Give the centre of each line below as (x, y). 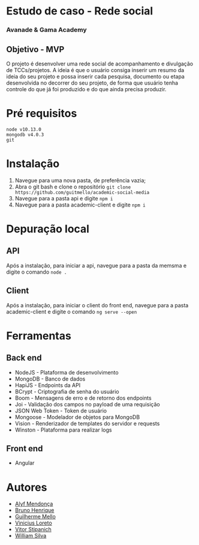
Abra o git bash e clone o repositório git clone (73, 187)
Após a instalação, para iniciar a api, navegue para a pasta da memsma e (97, 265)
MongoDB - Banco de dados (50, 379)
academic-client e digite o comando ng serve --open (72, 312)
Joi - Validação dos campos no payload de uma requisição (87, 404)
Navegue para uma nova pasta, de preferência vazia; (80, 180)
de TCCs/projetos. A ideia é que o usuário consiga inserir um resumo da (95, 70)
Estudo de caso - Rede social (80, 11)
